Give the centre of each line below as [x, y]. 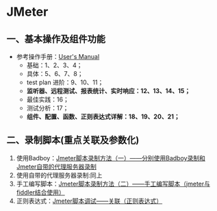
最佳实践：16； [48, 99]
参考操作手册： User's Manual [58, 57]
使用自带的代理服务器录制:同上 [59, 175]
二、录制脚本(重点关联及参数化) [73, 140]
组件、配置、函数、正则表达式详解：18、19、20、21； [103, 116]
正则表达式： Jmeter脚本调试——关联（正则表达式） [89, 201]
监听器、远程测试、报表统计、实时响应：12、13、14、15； [108, 91]
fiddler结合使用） [41, 192]
